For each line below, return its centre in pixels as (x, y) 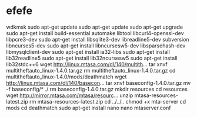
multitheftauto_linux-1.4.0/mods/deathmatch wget (66, 77)
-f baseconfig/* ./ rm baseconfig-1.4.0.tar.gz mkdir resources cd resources (97, 89)
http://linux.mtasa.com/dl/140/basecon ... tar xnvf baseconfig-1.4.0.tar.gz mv (98, 82)
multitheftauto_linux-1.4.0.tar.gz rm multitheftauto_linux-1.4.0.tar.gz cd (91, 70)
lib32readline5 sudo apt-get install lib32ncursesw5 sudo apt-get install (92, 58)
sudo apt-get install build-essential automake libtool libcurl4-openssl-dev (95, 33)
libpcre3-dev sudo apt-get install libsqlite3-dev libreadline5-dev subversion (98, 39)
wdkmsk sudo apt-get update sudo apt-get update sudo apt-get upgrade (95, 27)
